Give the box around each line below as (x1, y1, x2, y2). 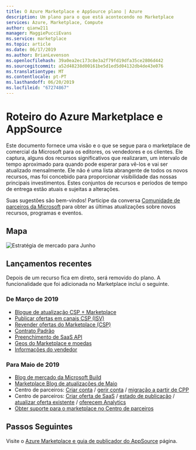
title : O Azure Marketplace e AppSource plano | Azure (6, 8, 143, 15)
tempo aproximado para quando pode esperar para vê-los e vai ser (6, 161, 169, 168)
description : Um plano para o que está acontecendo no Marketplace (6, 14, 174, 20)
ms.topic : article (6, 42, 51, 47)
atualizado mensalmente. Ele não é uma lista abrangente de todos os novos (6, 166, 188, 173)
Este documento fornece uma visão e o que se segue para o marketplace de (6, 142, 191, 149)
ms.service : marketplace (6, 36, 67, 42)
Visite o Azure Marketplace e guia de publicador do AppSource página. (6, 437, 177, 444)
